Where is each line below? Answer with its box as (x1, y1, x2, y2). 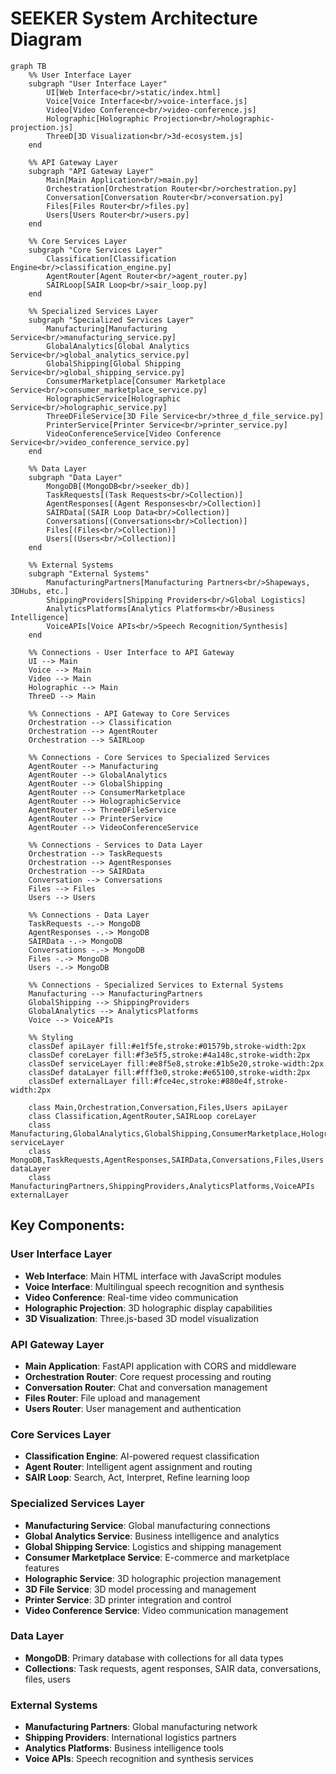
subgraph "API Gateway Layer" (28, 166, 155, 176)
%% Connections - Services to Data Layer (28, 840, 203, 850)
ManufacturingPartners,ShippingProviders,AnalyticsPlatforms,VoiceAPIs (10, 1181, 315, 1191)
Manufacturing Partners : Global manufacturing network (24, 1721, 258, 1733)
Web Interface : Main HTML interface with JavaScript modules (24, 1270, 282, 1282)
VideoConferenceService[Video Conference (46, 428, 222, 439)
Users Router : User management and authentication (24, 1402, 242, 1414)
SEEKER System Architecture (10, 7, 258, 30)
